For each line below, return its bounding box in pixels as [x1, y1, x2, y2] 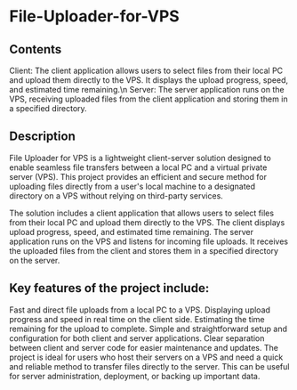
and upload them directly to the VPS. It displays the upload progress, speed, [9, 75, 289, 85]
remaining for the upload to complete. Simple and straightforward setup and [9, 323, 287, 334]
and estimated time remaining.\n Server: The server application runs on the [9, 85, 285, 94]
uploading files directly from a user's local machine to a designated [9, 181, 256, 191]
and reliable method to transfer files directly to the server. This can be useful [9, 361, 290, 371]
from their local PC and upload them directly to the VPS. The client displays [9, 216, 285, 228]
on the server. [9, 255, 60, 265]
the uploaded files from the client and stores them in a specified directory [9, 245, 278, 256]
